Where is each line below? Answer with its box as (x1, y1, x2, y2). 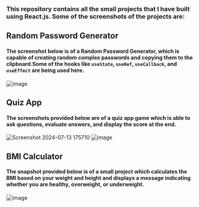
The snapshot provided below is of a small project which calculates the (6, 168, 188, 175)
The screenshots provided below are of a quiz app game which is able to (6, 114, 191, 121)
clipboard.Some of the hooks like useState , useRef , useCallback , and (6, 60, 177, 67)
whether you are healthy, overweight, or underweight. (6, 181, 144, 188)
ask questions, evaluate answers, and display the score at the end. (6, 121, 176, 128)
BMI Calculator (6, 151, 63, 161)
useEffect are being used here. (6, 67, 85, 74)
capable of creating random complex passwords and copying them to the (6, 53, 194, 61)
